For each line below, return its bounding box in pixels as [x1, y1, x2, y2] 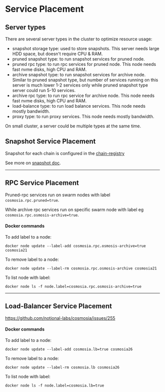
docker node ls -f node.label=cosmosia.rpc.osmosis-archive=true [5, 284, 141, 289]
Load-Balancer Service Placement [5, 302, 112, 310]
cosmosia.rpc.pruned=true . [5, 197, 59, 203]
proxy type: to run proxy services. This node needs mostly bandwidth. [12, 114, 155, 119]
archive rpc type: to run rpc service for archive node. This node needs [12, 92, 155, 98]
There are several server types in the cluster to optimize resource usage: [5, 36, 153, 42]
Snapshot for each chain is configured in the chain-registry [5, 150, 125, 156]
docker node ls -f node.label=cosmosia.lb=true [5, 383, 105, 388]
